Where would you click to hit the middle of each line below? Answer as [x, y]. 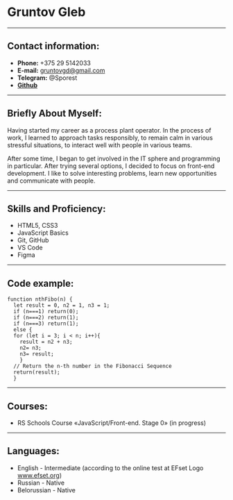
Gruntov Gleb [46, 12]
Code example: [41, 283]
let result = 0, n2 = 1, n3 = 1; [62, 306]
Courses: [28, 406]
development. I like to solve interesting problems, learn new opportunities [112, 173]
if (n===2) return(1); [46, 318]
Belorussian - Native [46, 490]
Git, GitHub [33, 240]
